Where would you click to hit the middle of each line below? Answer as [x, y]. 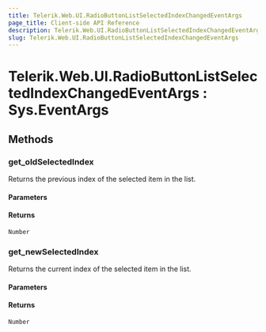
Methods [31, 139]
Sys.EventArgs [59, 110]
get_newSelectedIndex [53, 251]
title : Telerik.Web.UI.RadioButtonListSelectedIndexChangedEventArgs [125, 15]
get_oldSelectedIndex [51, 161]
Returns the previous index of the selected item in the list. [102, 179]
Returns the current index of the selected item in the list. [100, 269]
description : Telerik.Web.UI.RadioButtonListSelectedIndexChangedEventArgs [136, 30]
